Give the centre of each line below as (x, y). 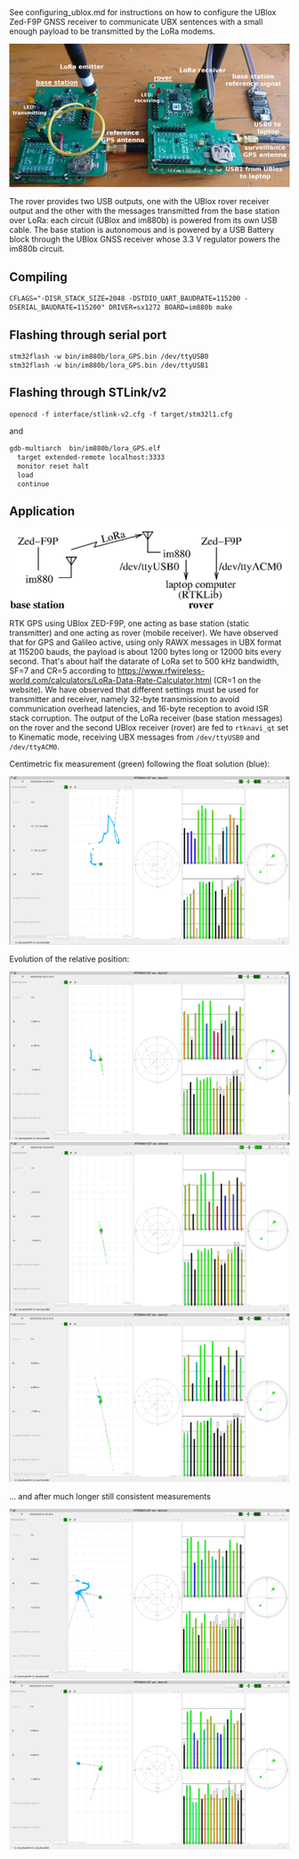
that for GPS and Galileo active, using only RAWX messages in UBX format (145, 642)
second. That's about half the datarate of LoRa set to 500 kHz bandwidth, (144, 661)
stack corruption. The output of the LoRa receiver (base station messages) (146, 718)
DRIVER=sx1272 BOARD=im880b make (170, 308)
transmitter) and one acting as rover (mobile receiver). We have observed (144, 632)
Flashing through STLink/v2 (88, 393)
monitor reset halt (53, 466)
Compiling (39, 277)
